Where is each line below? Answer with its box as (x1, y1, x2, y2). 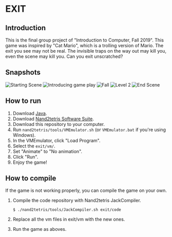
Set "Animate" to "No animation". (12, 148, 83, 154)
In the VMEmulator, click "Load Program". (12, 137, 101, 143)
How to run (5, 97, 42, 105)
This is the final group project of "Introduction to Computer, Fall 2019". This (5, 37, 164, 43)
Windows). (12, 132, 36, 138)
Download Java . (12, 110, 47, 116)
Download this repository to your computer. (12, 121, 105, 127)
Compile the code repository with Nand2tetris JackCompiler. (12, 198, 141, 204)
